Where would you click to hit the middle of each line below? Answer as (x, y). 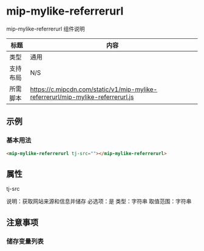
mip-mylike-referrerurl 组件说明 (46, 29)
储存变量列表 (25, 241)
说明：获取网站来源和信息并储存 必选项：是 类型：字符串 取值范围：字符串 (99, 201)
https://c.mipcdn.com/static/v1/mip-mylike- (94, 89)
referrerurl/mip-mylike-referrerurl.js (82, 97)
